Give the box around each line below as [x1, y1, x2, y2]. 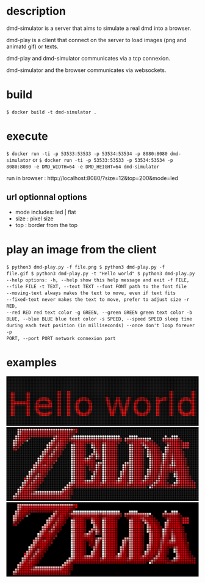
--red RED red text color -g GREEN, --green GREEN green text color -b [6, 310, 192, 316]
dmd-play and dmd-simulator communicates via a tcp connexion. [6, 54, 171, 62]
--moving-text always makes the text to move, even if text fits [6, 290, 176, 296]
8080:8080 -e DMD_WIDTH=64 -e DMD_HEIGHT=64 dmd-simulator [6, 164, 160, 170]
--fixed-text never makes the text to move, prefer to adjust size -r [6, 296, 190, 303]
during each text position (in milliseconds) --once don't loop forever [6, 322, 195, 328]
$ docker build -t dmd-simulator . [6, 109, 97, 115]
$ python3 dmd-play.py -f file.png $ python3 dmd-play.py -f [6, 264, 165, 270]
